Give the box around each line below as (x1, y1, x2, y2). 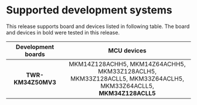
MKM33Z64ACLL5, (100, 82, 154, 90)
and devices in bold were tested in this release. (6, 29, 120, 36)
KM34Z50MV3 (13, 78, 57, 86)
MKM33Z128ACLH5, (97, 67, 157, 75)
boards (25, 50, 45, 58)
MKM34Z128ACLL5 (98, 89, 157, 97)
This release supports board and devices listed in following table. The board (6, 23, 190, 30)
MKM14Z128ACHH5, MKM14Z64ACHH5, (69, 60, 186, 68)
